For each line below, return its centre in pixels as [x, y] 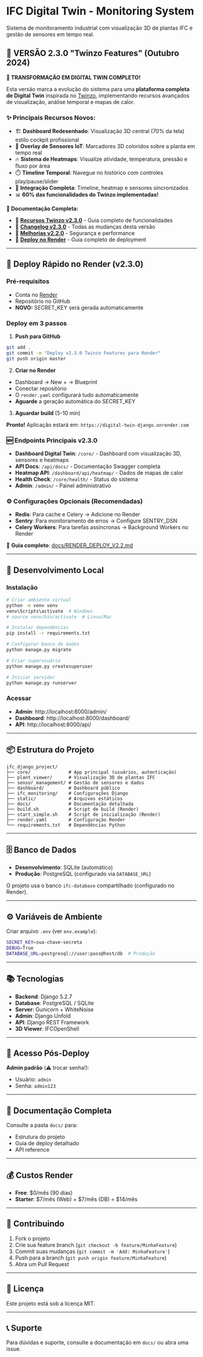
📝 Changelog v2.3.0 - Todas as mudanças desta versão [85, 227]
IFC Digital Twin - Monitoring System [100, 11]
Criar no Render [35, 370]
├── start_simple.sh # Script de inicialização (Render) [84, 815]
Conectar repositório [41, 388]
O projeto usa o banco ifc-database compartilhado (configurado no [90, 886]
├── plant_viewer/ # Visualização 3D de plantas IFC [81, 777]
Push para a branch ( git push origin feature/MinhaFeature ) [91, 1258]
